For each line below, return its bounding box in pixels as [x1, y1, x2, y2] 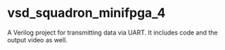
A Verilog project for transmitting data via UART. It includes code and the [7, 28, 218, 37]
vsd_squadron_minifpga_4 [7, 5, 166, 21]
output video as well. [7, 35, 68, 44]
